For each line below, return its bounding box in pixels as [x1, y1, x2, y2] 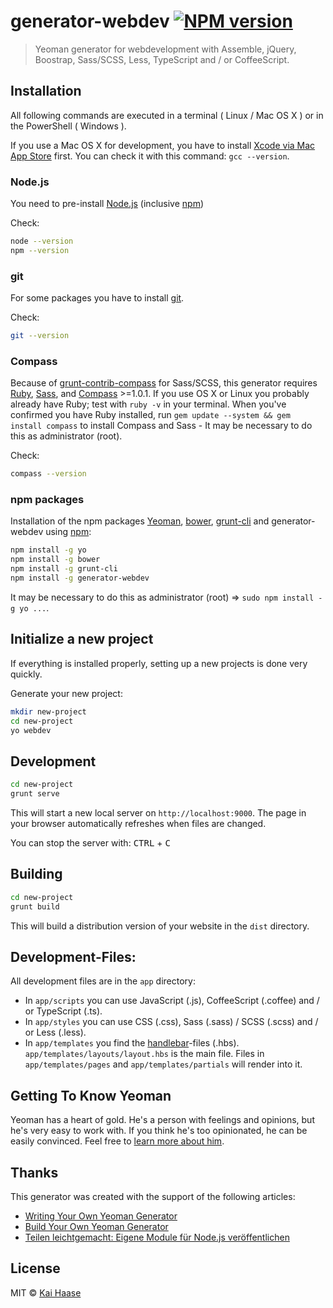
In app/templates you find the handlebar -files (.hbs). [24, 1037, 240, 1049]
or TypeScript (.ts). [24, 1005, 103, 1017]
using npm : [45, 526, 92, 538]
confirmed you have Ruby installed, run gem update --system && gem [10, 409, 291, 421]
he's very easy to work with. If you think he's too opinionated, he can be [10, 1125, 308, 1137]
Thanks [10, 1164, 59, 1181]
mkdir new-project [10, 706, 87, 717]
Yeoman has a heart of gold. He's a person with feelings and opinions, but [10, 1114, 315, 1126]
